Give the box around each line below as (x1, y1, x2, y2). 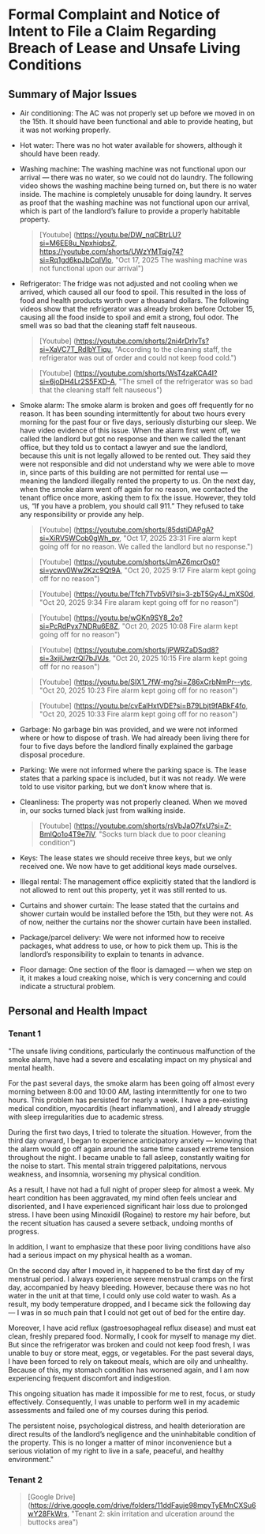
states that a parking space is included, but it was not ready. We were (19, 773, 246, 783)
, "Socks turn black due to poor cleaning (94, 829, 226, 839)
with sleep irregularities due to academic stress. (8, 1112, 164, 1121)
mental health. (8, 1063, 55, 1072)
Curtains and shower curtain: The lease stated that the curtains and (19, 901, 239, 910)
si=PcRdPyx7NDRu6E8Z (39, 622, 118, 630)
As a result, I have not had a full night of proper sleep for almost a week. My (8, 1185, 255, 1194)
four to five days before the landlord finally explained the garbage (19, 742, 233, 750)
